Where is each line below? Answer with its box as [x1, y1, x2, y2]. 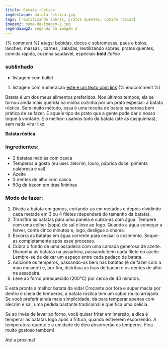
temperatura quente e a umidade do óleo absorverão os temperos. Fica [5, 322, 153, 328]
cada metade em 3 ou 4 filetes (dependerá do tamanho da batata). [12, 211, 151, 217]
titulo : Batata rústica [5, 7, 55, 13]
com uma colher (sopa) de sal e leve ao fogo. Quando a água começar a [12, 222, 162, 228]
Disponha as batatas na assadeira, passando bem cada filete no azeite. [12, 249, 160, 255]
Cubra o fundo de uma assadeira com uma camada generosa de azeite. [12, 243, 161, 250]
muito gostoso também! [5, 327, 54, 333]
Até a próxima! [5, 337, 35, 343]
